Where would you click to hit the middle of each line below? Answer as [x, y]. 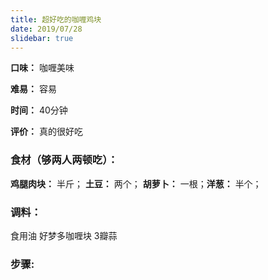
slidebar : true [42, 38]
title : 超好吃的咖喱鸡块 [56, 19]
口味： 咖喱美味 [42, 68]
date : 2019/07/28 [46, 29]
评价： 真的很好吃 [46, 132]
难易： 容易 [33, 89]
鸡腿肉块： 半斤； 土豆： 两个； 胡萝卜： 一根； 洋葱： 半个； [136, 183]
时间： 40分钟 [39, 110]
